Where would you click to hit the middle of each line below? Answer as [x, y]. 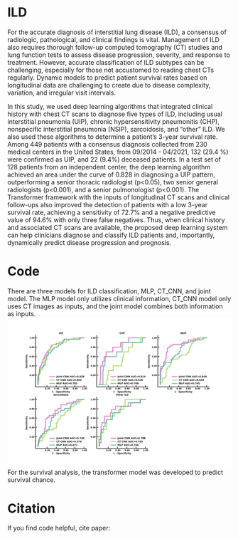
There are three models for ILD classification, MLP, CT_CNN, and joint [109, 291]
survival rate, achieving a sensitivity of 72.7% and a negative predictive [112, 212]
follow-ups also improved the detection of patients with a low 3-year [108, 204]
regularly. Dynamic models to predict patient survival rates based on [107, 77]
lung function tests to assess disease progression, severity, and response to [119, 55]
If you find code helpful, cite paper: [59, 528]
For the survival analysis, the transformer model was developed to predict [115, 472]
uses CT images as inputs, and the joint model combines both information [115, 306]
